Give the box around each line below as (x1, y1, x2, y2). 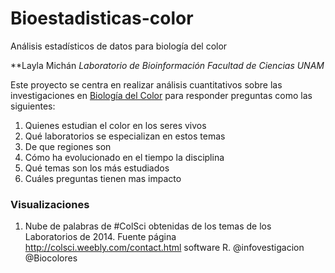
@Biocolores (24, 252, 78, 264)
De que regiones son (24, 140, 112, 152)
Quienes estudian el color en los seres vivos (24, 119, 207, 131)
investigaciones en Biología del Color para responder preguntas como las (10, 89, 313, 101)
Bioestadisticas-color (10, 7, 194, 30)
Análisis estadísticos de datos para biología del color (10, 40, 228, 52)
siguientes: (10, 100, 56, 112)
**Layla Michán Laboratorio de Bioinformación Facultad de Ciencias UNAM (10, 59, 325, 71)
